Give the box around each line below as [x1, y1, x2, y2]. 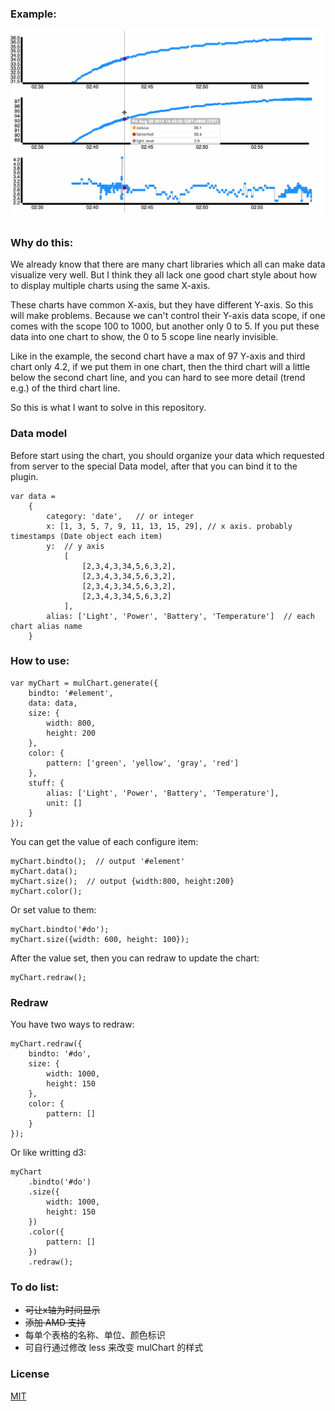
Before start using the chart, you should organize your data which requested [10, 449, 325, 461]
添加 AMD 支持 [24, 1317, 87, 1329]
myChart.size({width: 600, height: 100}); [10, 934, 190, 944]
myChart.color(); [10, 886, 83, 896]
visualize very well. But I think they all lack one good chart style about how [10, 269, 318, 281]
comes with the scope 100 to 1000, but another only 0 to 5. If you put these [10, 320, 320, 332]
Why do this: [10, 235, 74, 249]
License [10, 1367, 50, 1381]
